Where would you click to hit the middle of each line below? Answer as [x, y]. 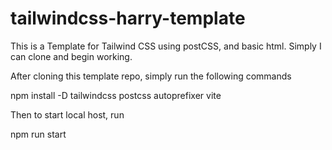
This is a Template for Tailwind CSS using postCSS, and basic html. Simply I [166, 46]
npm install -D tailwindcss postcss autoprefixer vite [116, 95]
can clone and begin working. [71, 56]
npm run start [38, 134]
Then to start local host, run [67, 114]
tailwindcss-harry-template [128, 18]
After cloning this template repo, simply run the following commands [151, 76]
